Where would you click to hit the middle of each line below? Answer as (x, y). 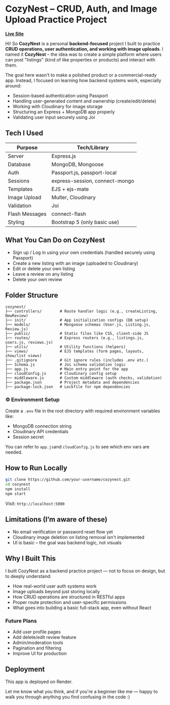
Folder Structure (32, 295)
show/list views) (24, 356)
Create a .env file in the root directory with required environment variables (83, 411)
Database (19, 164)
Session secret (28, 437)
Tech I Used (24, 133)
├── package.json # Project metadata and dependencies (72, 382)
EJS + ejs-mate (70, 189)
